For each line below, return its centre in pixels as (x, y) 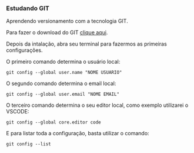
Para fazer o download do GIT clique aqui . (57, 32)
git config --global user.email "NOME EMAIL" (63, 95)
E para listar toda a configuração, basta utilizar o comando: (78, 134)
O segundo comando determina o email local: (61, 83)
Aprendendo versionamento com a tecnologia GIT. (67, 21)
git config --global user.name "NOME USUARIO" (64, 73)
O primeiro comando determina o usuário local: (63, 62)
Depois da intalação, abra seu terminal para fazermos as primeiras (87, 44)
